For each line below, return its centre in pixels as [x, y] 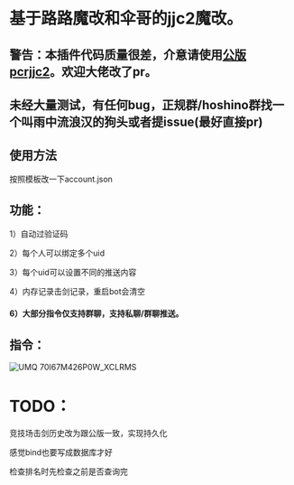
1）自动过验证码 [39, 233]
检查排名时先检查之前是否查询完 [69, 471]
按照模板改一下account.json [61, 179]
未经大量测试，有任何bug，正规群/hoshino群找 [141, 105]
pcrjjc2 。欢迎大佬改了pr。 [83, 72]
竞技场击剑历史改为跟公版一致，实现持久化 [88, 433]
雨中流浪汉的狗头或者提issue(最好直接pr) [148, 121]
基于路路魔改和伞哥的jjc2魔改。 [126, 19]
